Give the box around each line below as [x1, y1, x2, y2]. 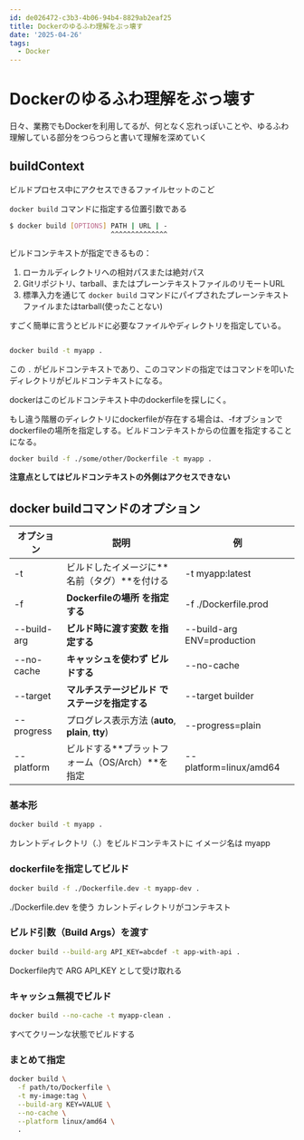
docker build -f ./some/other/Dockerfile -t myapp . [9, 454, 213, 463]
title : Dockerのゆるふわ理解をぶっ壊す [9, 22, 143, 31]
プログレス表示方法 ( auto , [66, 714, 176, 726]
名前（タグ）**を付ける [66, 575, 169, 588]
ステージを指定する [66, 697, 148, 710]
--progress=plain [185, 719, 261, 732]
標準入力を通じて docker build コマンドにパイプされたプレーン [22, 289, 258, 300]
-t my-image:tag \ [17, 1091, 88, 1100]
